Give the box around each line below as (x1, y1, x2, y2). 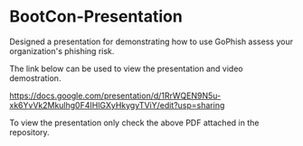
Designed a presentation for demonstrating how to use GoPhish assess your (9, 36, 294, 47)
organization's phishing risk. (9, 45, 115, 56)
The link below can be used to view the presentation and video (9, 63, 243, 74)
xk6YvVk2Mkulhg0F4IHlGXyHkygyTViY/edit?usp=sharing (9, 99, 225, 110)
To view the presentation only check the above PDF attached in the (9, 117, 260, 128)
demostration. (9, 72, 62, 83)
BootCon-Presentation (9, 6, 183, 27)
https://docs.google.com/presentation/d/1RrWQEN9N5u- (9, 90, 222, 101)
